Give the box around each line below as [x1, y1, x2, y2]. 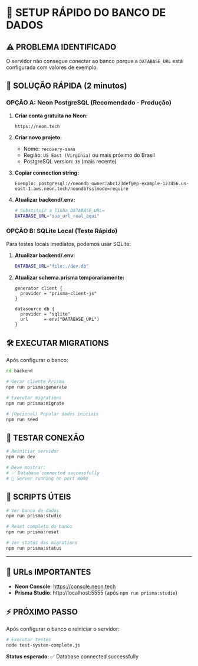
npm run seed [6, 416, 38, 422]
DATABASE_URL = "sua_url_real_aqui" [14, 213, 100, 219]
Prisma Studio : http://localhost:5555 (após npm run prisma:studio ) [14, 589, 178, 596]
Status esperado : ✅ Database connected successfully [6, 653, 139, 660]
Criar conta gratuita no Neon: [14, 112, 88, 119]
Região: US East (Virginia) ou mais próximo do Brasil [23, 151, 155, 159]
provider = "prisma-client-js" [20, 290, 97, 296]
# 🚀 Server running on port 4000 [6, 475, 88, 481]
